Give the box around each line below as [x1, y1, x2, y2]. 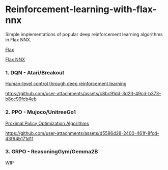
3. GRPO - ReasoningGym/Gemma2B [5, 148, 98, 155]
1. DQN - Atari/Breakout [5, 69, 65, 76]
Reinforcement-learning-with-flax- [5, 4, 157, 15]
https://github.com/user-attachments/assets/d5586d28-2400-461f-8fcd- [5, 130, 159, 136]
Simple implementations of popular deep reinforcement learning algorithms [5, 31, 163, 37]
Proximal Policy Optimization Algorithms [5, 120, 89, 126]
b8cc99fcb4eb [5, 96, 37, 102]
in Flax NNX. [5, 37, 32, 43]
